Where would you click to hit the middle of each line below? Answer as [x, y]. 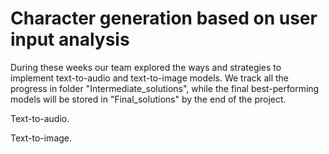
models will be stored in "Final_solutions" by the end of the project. [148, 99]
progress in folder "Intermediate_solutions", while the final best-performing [165, 88]
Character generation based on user [164, 18]
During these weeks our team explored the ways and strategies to [146, 67]
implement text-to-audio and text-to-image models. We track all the [149, 78]
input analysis [70, 39]
